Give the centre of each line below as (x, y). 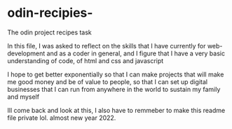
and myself (23, 97)
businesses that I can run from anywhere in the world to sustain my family (114, 89)
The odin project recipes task (50, 32)
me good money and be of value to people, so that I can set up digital (108, 81)
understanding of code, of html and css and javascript (86, 60)
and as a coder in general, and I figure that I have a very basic (136, 53)
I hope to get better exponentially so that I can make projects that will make (116, 74)
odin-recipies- (50, 13)
